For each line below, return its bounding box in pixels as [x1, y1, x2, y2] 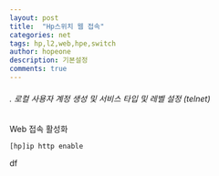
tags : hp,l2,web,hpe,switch [9, 38, 117, 48]
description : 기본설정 [9, 56, 89, 65]
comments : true [9, 65, 68, 74]
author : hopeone [9, 47, 71, 57]
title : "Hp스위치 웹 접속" [9, 22, 105, 31]
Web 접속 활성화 [9, 124, 68, 135]
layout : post [9, 13, 59, 23]
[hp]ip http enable [9, 142, 84, 151]
